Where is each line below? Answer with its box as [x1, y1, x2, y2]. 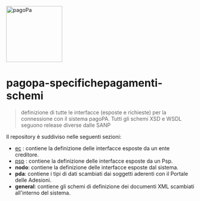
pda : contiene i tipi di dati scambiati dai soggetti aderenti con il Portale [14, 170, 189, 177]
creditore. [14, 151, 39, 158]
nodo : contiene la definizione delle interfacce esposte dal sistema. [14, 163, 179, 170]
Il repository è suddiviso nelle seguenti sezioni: [6, 133, 122, 140]
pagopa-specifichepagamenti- [6, 77, 163, 90]
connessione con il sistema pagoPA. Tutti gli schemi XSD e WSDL [20, 115, 182, 122]
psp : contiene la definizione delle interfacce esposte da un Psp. [14, 157, 173, 165]
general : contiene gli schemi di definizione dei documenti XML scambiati [14, 182, 195, 190]
